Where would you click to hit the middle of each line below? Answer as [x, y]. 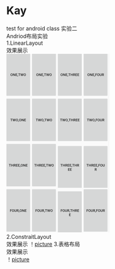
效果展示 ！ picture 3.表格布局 [43, 244]
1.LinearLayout [25, 43]
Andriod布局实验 [27, 36]
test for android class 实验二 [42, 28]
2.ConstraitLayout [29, 237]
